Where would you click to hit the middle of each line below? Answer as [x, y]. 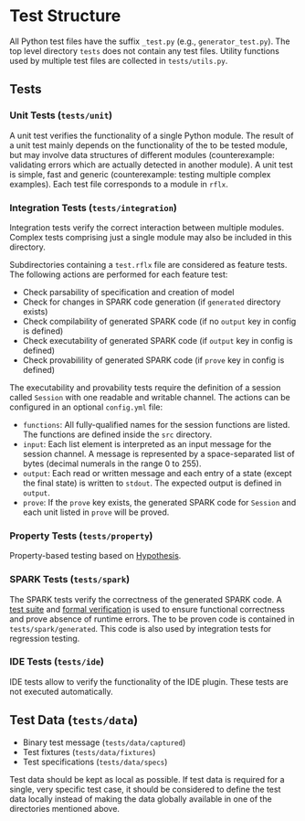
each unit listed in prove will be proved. [96, 512]
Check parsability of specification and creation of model [128, 292]
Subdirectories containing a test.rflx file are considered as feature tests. [148, 264]
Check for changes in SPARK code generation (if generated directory [152, 302]
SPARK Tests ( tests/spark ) [70, 580]
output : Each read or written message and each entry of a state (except [157, 473]
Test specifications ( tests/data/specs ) [95, 762]
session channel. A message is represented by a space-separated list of [158, 453]
